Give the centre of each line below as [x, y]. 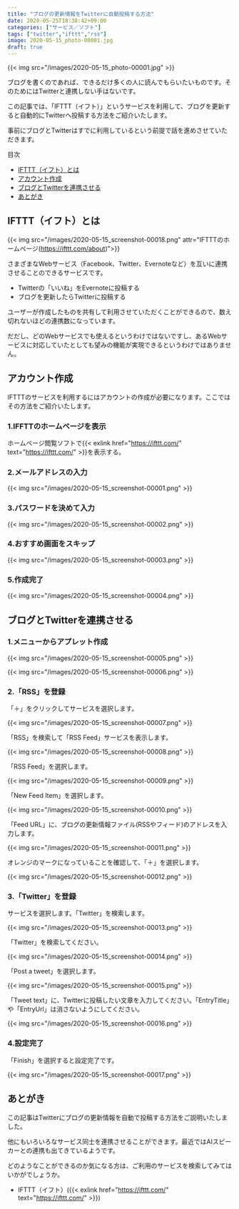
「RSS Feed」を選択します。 [50, 767]
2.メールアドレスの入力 [47, 472]
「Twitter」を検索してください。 [55, 942]
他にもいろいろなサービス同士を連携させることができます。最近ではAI [110, 1141]
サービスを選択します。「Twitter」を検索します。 [78, 914]
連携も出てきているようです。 [76, 1150]
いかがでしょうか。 [36, 1174]
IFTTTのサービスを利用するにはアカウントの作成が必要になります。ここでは [119, 397]
